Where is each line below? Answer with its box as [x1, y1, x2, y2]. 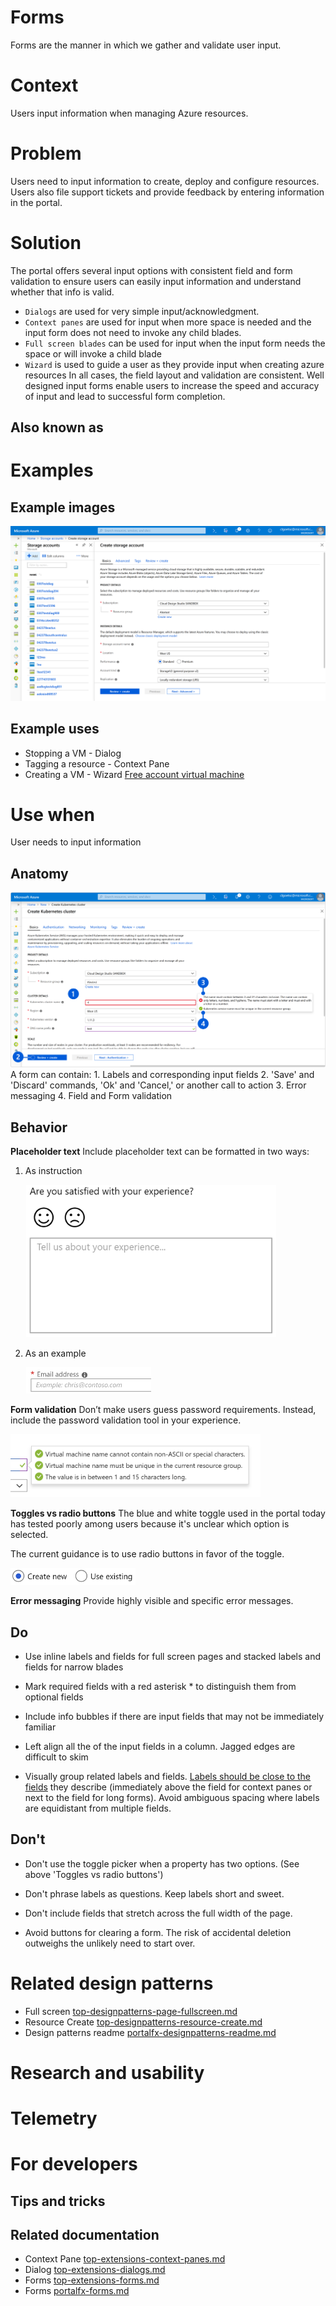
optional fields [24, 1691, 84, 1703]
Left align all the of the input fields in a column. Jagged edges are [24, 1740, 296, 1752]
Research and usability [10, 2061, 205, 2084]
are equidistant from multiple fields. [24, 1802, 172, 1814]
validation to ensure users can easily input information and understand [10, 275, 302, 287]
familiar [24, 1721, 57, 1733]
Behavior [10, 1119, 68, 1136]
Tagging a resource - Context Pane [24, 757, 170, 770]
